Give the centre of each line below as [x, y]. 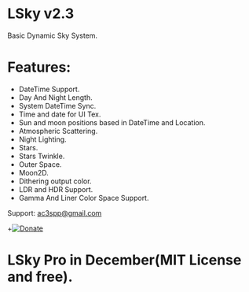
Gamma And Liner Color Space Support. [84, 198]
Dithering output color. [55, 181]
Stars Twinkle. [42, 156]
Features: [39, 67]
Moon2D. [33, 172]
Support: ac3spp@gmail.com [55, 213]
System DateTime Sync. [57, 105]
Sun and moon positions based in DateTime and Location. [112, 122]
